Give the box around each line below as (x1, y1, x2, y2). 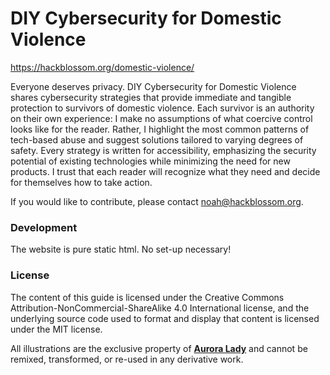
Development (10, 220, 78, 234)
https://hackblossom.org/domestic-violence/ (10, 61, 195, 73)
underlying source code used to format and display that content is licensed (10, 312, 320, 324)
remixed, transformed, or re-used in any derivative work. (10, 353, 244, 365)
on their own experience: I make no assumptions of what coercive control (10, 112, 313, 124)
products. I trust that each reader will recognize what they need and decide (10, 165, 321, 177)
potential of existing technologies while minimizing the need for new (10, 155, 291, 167)
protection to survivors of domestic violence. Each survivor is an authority (10, 102, 315, 114)
